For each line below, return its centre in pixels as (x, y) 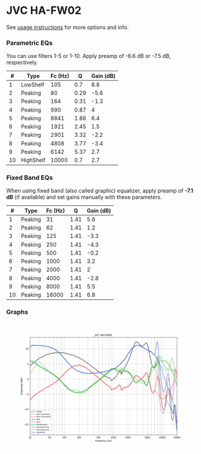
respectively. (22, 62)
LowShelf (32, 85)
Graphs (17, 312)
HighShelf (33, 160)
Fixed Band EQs (29, 177)
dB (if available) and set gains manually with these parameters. (84, 197)
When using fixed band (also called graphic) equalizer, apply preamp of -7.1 (100, 191)
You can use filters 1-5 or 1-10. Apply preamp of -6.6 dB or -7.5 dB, (89, 56)
